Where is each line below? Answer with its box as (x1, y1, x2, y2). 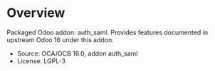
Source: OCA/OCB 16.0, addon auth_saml (16, 49, 138, 58)
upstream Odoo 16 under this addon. (6, 35, 115, 44)
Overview (6, 5, 65, 21)
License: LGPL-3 (16, 56, 65, 65)
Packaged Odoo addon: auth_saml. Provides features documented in (6, 28, 208, 37)
